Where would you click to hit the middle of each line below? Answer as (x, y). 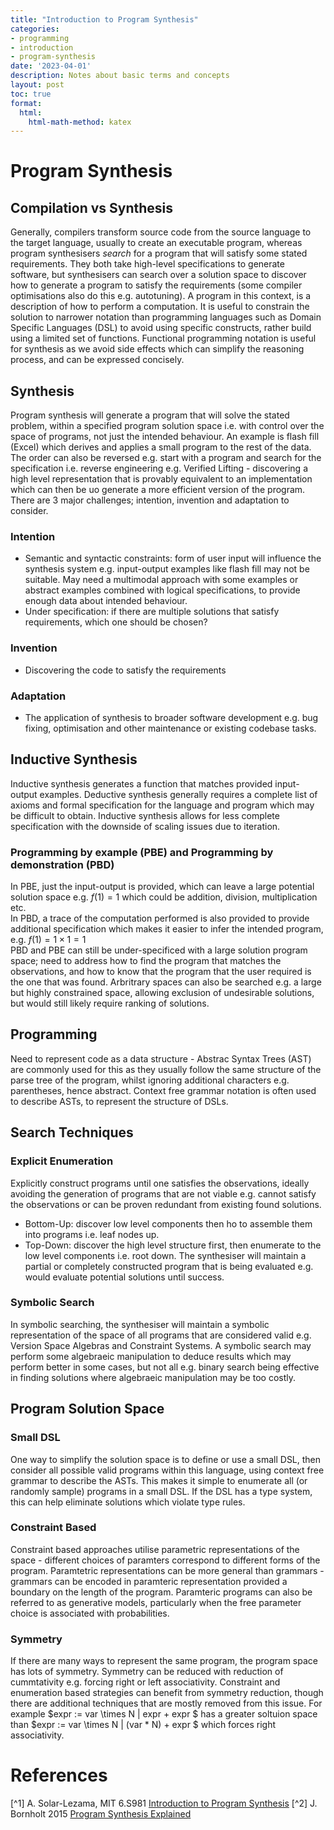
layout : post (37, 85)
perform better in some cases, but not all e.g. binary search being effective (165, 1367)
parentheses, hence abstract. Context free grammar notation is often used (163, 1090)
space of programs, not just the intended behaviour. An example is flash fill (165, 437)
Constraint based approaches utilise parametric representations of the (155, 1549)
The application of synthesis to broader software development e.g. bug (171, 717)
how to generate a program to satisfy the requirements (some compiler (156, 285)
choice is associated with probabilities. (90, 1613)
